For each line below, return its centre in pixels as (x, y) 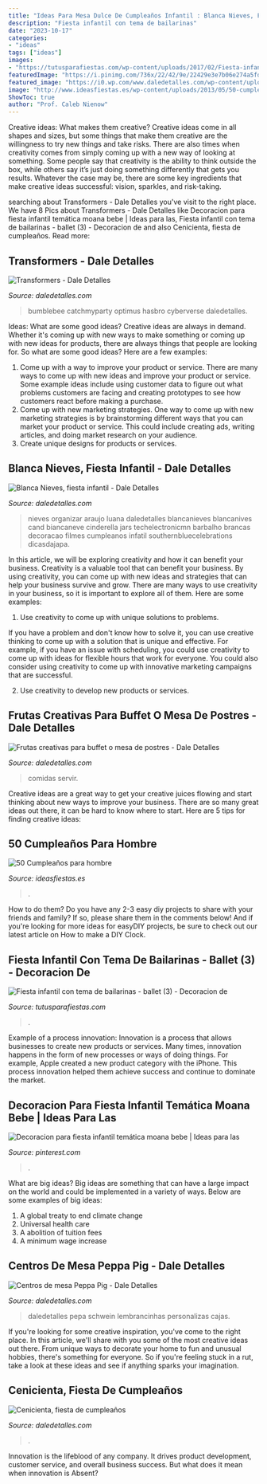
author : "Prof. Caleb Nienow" (58, 104)
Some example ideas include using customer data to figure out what (132, 384)
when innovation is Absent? (53, 1473)
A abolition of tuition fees (61, 1233)
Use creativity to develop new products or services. (104, 690)
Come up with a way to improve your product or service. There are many (139, 367)
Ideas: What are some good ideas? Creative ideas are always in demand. (127, 326)
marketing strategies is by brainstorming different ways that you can (132, 418)
